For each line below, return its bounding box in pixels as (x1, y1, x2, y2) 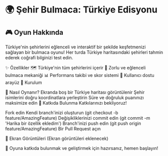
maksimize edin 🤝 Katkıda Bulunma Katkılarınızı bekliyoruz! (5, 100, 127, 106)
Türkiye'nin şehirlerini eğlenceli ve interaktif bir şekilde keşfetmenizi (5, 44, 146, 50)
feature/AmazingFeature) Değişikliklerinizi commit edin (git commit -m (5, 115, 150, 121)
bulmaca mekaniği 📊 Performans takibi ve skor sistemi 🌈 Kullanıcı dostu (5, 72, 154, 78)
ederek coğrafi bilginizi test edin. (5, 55, 73, 60)
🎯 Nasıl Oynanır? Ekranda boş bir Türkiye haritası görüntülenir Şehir (5, 89, 145, 95)
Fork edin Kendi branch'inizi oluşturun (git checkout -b (5, 110, 118, 116)
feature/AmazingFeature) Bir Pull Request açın (5, 126, 101, 131)
